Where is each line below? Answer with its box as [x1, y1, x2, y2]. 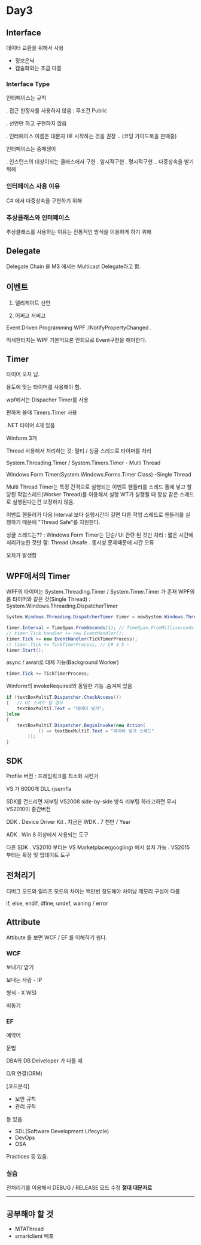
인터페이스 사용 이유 [6, 182, 60, 190]
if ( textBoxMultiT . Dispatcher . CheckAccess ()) [6, 695, 121, 701]
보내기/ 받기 [6, 963, 34, 970]
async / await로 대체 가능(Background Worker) [6, 659, 120, 666]
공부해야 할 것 [6, 1209, 54, 1219]
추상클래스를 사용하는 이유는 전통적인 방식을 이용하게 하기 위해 [6, 228, 152, 235]
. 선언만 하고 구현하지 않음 [6, 120, 67, 127]
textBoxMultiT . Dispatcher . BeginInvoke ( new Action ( [17, 722, 146, 728]
